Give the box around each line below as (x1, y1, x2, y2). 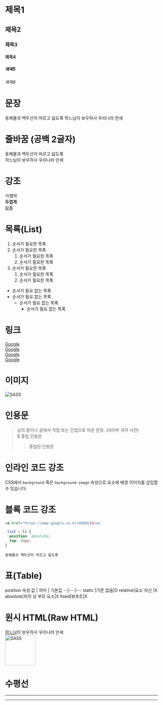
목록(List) (5, 224, 42, 235)
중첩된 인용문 (29, 443, 54, 449)
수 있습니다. (5, 485, 28, 491)
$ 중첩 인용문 (16, 433, 42, 439)
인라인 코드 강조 (5, 462, 64, 473)
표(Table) (5, 570, 42, 582)
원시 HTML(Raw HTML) (5, 612, 98, 623)
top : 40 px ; (9, 538, 32, 544)
